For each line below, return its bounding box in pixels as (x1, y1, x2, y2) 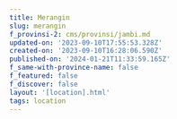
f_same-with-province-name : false (9, 64, 139, 72)
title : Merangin (9, 13, 70, 22)
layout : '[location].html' (9, 88, 111, 97)
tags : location (9, 96, 66, 106)
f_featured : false (9, 72, 78, 81)
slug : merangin (9, 21, 66, 30)
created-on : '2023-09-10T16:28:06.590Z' (9, 47, 164, 55)
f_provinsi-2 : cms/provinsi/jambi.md (9, 30, 151, 38)
